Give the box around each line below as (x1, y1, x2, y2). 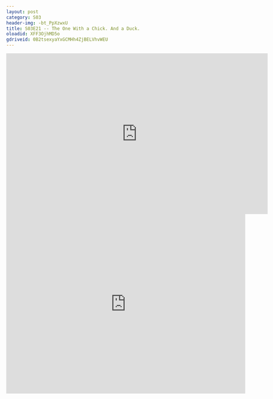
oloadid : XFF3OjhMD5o (6, 31, 60, 37)
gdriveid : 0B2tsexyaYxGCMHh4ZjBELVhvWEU (6, 36, 109, 42)
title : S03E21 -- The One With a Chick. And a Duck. (6, 25, 140, 32)
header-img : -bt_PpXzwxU (6, 20, 68, 26)
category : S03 (6, 14, 42, 20)
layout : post (6, 8, 39, 15)
